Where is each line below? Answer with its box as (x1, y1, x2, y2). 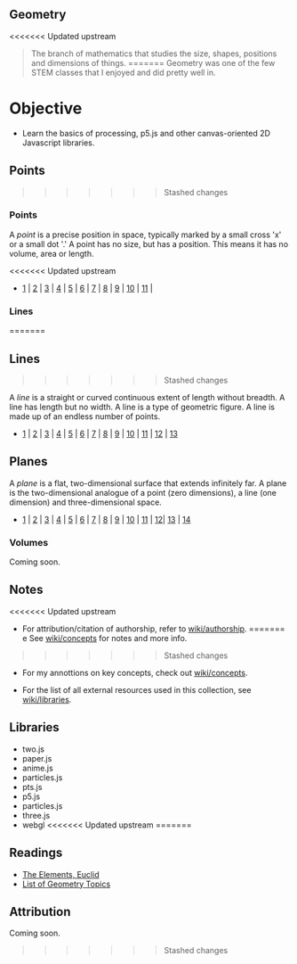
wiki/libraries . (21, 694, 72, 704)
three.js (21, 810, 51, 820)
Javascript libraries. (21, 137, 95, 148)
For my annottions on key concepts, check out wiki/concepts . (21, 667, 248, 678)
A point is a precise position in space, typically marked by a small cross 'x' (9, 229, 282, 240)
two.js (21, 744, 44, 754)
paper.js (21, 753, 52, 763)
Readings (9, 845, 63, 861)
